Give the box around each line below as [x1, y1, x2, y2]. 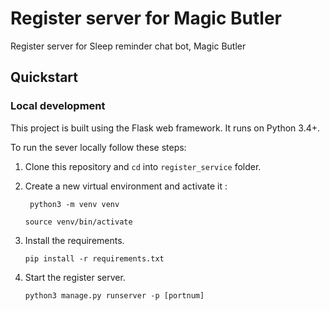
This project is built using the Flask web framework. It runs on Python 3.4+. [10, 122, 321, 134]
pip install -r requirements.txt [24, 253, 165, 264]
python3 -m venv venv [29, 199, 120, 209]
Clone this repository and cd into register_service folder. [24, 160, 262, 172]
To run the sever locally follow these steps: [10, 141, 187, 153]
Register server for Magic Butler [10, 7, 282, 30]
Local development [10, 99, 106, 113]
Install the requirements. [24, 234, 125, 246]
